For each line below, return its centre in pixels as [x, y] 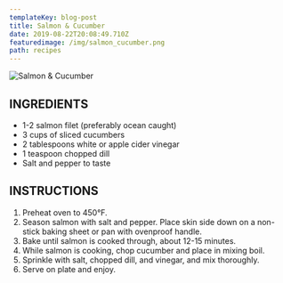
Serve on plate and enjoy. [69, 269]
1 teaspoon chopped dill [66, 153]
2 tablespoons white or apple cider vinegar [101, 144]
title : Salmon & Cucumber [57, 26]
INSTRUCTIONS [54, 191]
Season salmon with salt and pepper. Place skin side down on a [138, 222]
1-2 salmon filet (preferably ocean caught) [99, 125]
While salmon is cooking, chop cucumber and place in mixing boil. [143, 250]
